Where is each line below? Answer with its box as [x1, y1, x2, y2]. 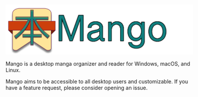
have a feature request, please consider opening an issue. [5, 85, 148, 92]
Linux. [5, 67, 21, 74]
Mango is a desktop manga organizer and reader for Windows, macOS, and [5, 60, 191, 67]
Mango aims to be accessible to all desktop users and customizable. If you [5, 78, 188, 85]
